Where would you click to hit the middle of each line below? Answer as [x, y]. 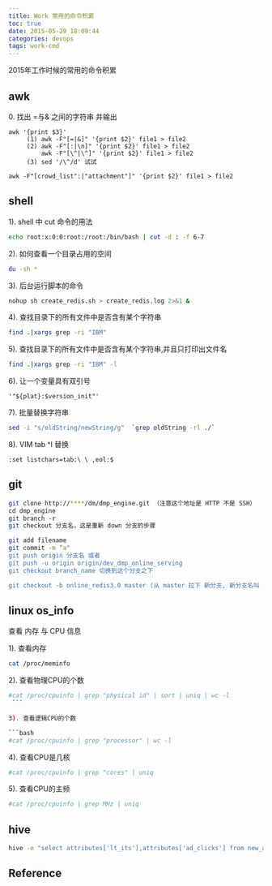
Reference [35, 873]
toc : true [25, 24]
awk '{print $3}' [38, 132]
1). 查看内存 [28, 648]
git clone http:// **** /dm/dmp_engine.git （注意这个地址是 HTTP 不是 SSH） [132, 503]
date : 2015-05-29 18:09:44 [54, 31]
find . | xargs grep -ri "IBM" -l [63, 365]
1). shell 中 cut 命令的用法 [51, 221]
